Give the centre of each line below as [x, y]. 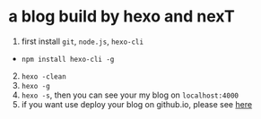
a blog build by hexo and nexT [122, 17]
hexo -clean [43, 76]
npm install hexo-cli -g [68, 59]
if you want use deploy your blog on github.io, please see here [137, 104]
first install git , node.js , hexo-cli [83, 41]
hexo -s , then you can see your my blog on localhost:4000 [130, 95]
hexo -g [35, 86]
